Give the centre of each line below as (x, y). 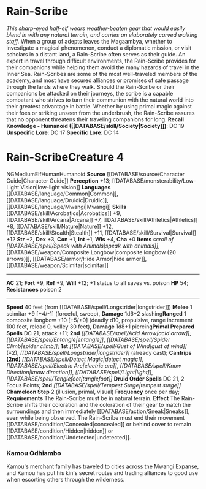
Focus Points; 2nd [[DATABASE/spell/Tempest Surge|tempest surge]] (94, 385)
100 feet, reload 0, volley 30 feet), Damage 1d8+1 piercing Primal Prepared (101, 327)
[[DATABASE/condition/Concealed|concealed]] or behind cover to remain (99, 424)
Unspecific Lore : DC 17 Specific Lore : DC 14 (63, 132)
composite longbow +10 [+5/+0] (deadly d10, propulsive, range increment (100, 320)
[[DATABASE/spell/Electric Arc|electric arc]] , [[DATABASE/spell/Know (94, 365)
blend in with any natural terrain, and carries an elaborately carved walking (102, 34)
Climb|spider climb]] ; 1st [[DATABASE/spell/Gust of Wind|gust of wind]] (97, 346)
